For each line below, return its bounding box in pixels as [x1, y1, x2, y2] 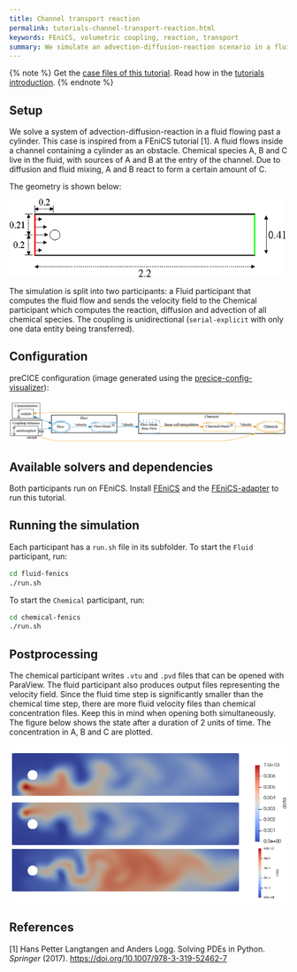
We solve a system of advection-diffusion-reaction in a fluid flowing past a [9, 127, 281, 137]
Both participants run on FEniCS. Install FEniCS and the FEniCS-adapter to [9, 483, 279, 494]
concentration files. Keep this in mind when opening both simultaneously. [9, 708, 277, 719]
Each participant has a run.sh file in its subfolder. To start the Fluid [9, 541, 254, 552]
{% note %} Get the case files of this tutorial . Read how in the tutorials [9, 67, 265, 79]
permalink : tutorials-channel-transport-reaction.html [9, 23, 216, 33]
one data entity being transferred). [9, 323, 135, 334]
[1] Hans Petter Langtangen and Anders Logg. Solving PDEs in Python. [9, 944, 265, 954]
